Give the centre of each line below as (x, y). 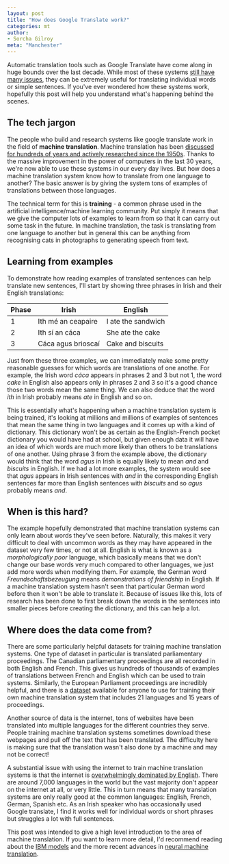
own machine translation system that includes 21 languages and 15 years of (113, 697)
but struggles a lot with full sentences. (61, 819)
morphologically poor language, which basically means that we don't (104, 557)
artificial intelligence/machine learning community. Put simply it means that (113, 211)
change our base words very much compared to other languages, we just (110, 565)
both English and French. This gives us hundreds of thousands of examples (113, 669)
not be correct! (28, 754)
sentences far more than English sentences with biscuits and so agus (105, 483)
